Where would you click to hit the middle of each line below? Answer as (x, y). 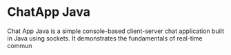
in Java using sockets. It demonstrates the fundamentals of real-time (105, 38)
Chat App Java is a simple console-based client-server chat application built (115, 31)
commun (20, 45)
